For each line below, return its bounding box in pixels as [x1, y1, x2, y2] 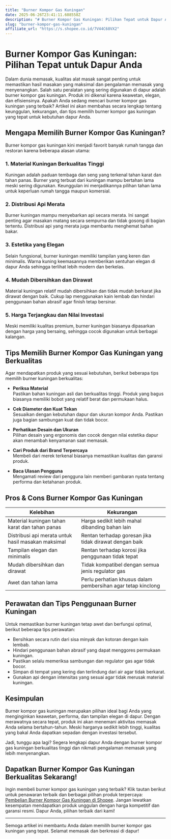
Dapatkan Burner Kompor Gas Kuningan [5, 765, 135, 773]
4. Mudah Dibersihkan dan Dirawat [5, 276, 93, 283]
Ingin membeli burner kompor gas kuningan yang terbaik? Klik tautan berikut [5, 786, 166, 792]
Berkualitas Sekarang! [5, 773, 77, 781]
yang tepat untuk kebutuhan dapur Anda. [5, 114, 92, 120]
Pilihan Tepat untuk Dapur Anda [5, 59, 142, 71]
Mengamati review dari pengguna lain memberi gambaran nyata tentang [12, 473, 164, 480]
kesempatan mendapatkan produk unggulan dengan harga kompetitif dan [5, 802, 160, 808]
